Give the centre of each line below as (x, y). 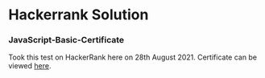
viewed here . (30, 66)
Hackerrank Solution (79, 15)
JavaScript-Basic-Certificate (66, 40)
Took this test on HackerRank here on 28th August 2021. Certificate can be (133, 57)
